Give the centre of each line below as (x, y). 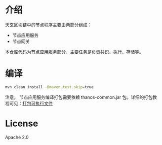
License (22, 123)
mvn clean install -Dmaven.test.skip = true (49, 87)
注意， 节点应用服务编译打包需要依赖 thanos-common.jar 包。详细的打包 (79, 97)
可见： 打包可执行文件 (31, 103)
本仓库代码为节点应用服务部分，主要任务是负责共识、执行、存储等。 (74, 52)
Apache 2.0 (17, 137)
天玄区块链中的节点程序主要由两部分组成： (48, 25)
